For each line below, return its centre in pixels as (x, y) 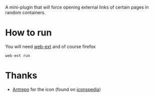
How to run (29, 33)
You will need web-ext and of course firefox (51, 46)
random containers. (26, 12)
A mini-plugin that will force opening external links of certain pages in (77, 7)
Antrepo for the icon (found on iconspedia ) (57, 89)
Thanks (21, 76)
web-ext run (18, 55)
